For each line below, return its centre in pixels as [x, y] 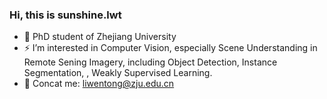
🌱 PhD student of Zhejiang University [100, 37]
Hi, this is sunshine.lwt [65, 15]
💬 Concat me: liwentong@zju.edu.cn [99, 84]
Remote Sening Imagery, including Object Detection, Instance [150, 62]
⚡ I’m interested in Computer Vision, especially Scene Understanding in [170, 48]
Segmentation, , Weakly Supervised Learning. [118, 73]
